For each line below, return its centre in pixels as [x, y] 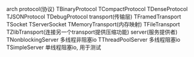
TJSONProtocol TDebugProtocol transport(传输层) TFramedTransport [94, 17]
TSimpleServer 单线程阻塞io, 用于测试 [54, 47]
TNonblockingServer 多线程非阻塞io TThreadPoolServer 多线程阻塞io [93, 40]
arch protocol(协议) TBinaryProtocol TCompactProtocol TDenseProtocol [97, 9]
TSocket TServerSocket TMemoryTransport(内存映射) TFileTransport [93, 24]
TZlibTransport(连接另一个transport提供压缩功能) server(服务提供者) [92, 32]
